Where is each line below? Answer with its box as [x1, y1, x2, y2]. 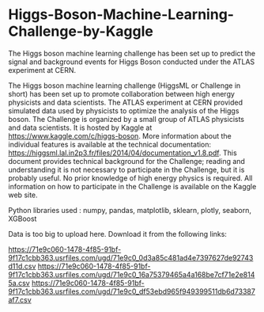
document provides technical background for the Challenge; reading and [8, 156, 245, 166]
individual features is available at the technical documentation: [8, 139, 212, 149]
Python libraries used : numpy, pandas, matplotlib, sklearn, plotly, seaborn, [8, 205, 251, 215]
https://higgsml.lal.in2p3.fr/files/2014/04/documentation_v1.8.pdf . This [8, 148, 237, 158]
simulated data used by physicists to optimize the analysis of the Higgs [8, 105, 239, 116]
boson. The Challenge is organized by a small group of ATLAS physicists [8, 114, 245, 124]
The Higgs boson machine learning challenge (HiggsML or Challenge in [8, 81, 241, 90]
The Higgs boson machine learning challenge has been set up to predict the [8, 48, 255, 58]
